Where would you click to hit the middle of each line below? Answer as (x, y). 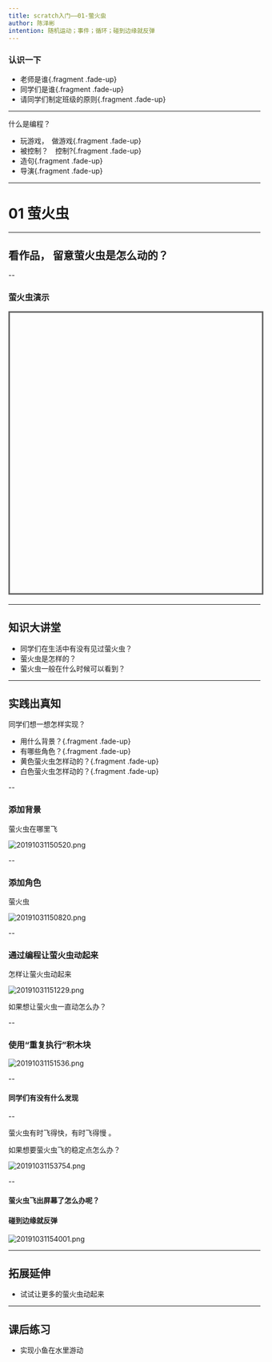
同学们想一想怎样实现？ (47, 724)
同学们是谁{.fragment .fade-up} (72, 89)
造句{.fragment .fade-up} (61, 160)
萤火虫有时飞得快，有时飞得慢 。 (62, 1132)
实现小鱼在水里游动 (52, 1350)
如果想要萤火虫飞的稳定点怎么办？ (64, 1150)
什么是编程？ (29, 123)
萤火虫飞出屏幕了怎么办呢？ (54, 1201)
